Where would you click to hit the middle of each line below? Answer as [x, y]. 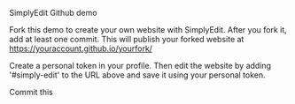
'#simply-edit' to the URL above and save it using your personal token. [137, 75]
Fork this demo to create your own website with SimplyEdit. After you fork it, [148, 30]
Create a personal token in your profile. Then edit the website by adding [140, 66]
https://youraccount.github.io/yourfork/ [81, 48]
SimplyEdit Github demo [53, 13]
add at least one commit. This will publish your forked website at [127, 39]
